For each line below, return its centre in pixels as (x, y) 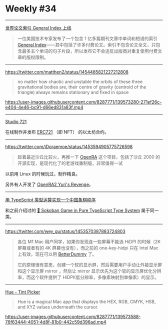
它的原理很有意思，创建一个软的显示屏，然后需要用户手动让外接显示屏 (90, 264)
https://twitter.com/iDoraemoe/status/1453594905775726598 (69, 146)
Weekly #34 (31, 9)
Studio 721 (16, 121)
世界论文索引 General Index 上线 (38, 27)
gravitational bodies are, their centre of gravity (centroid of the (82, 87)
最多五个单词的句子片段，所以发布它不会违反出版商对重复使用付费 (90, 51)
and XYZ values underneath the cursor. (58, 307)
